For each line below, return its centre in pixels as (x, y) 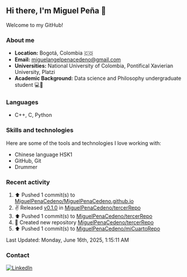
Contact (18, 255)
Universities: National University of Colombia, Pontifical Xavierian (94, 66)
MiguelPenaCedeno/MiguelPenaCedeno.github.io (74, 201)
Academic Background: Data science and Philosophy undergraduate (98, 78)
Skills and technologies (40, 130)
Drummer (26, 167)
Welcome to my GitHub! (34, 25)
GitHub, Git (28, 161)
